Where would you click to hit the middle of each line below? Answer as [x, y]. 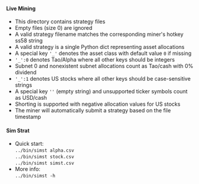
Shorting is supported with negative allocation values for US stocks [97, 104]
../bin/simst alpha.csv [45, 151]
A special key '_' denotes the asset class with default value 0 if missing [103, 53]
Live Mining [21, 8]
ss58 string [29, 41]
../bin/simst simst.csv [45, 163]
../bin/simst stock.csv [45, 157]
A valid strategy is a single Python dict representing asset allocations [99, 47]
